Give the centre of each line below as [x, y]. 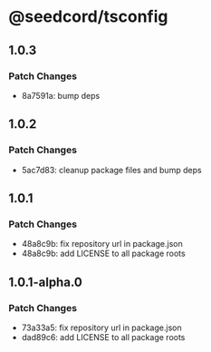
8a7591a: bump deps [61, 95]
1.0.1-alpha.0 [45, 282]
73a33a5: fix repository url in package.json [101, 328]
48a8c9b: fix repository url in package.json [102, 244]
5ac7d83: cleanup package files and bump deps [111, 170]
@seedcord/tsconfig [88, 17]
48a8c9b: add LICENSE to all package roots [104, 254]
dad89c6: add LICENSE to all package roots [103, 337]
